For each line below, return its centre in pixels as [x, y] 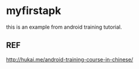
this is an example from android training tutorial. [64, 27]
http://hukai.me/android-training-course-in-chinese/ [70, 59]
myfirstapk [34, 11]
